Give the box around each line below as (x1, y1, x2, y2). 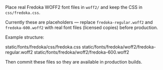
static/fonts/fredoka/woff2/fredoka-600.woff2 (34, 49, 129, 55)
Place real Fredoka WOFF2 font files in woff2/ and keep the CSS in (5, 4, 143, 10)
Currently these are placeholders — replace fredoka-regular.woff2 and (5, 19, 153, 25)
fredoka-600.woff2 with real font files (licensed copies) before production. (5, 24, 158, 30)
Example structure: (5, 34, 44, 40)
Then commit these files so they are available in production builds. (5, 59, 142, 64)
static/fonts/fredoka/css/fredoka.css (5, 44, 81, 49)
